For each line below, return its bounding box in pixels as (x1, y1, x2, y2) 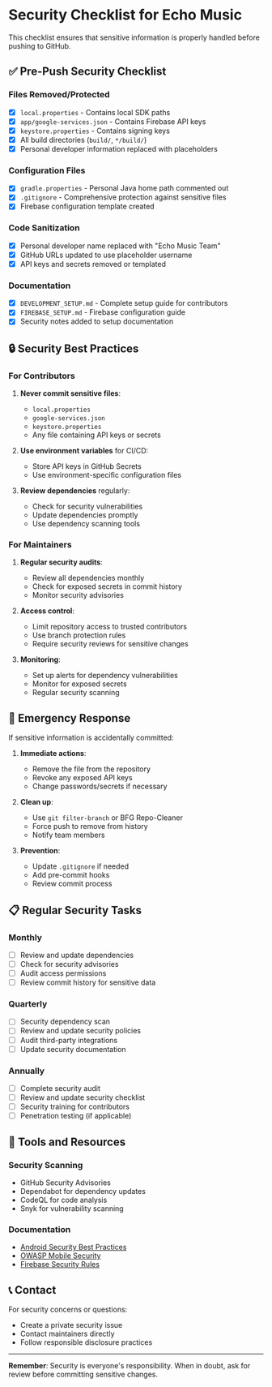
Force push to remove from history (32, 822, 148, 831)
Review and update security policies (19, 1026, 142, 1036)
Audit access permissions (19, 968, 107, 978)
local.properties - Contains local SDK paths (19, 107, 171, 117)
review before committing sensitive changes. (8, 1369, 159, 1380)
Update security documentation (19, 1044, 127, 1054)
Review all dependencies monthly (32, 573, 145, 583)
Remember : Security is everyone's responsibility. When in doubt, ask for (8, 1361, 251, 1371)
